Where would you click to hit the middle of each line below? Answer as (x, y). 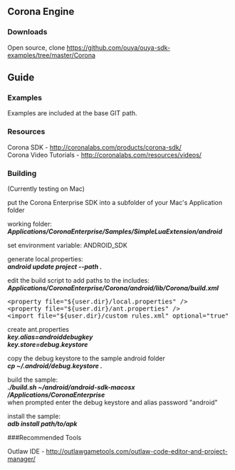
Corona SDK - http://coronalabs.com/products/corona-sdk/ (94, 147)
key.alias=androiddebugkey (50, 337)
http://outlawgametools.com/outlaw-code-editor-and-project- (137, 451)
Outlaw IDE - (26, 451)
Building (22, 173)
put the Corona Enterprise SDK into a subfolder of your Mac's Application (115, 202)
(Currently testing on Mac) (46, 189)
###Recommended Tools (45, 437)
